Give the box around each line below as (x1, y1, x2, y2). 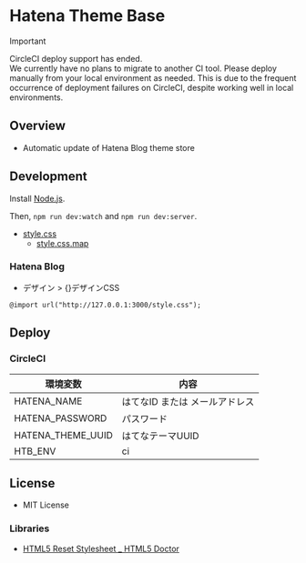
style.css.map (36, 237, 89, 248)
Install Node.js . (9, 193, 66, 204)
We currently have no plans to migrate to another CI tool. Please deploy (9, 63, 278, 74)
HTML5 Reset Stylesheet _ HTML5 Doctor (22, 543, 180, 554)
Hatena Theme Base (9, 5, 166, 26)
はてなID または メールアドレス (121, 395, 255, 407)
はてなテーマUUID (121, 429, 199, 442)
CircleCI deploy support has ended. (9, 53, 143, 64)
